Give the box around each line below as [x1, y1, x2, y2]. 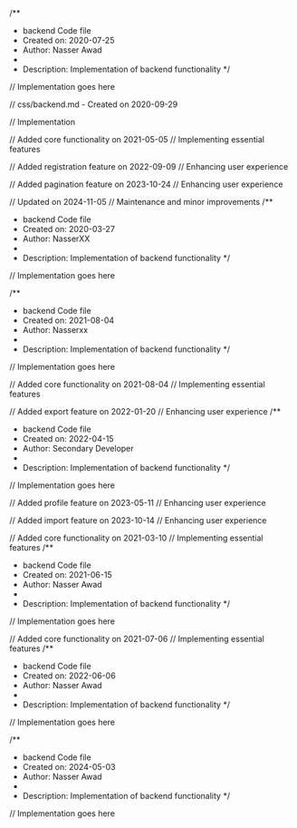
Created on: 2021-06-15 [22, 570, 112, 580]
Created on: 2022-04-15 [22, 433, 115, 443]
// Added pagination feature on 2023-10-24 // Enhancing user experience [9, 179, 283, 190]
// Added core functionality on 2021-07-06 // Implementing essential [9, 634, 264, 644]
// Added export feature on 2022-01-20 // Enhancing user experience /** [9, 406, 282, 416]
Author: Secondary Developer [22, 443, 134, 453]
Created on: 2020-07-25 [22, 35, 115, 45]
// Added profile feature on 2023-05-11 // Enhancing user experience [9, 498, 266, 508]
